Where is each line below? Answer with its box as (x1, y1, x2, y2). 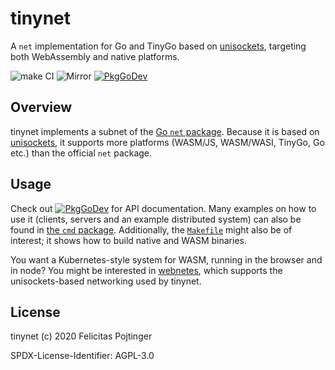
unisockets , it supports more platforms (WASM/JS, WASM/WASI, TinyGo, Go (10, 136, 325, 148)
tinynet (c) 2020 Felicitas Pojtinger (10, 330, 153, 342)
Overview (10, 99, 73, 116)
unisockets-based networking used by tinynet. (10, 275, 202, 287)
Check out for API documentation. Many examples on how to (10, 202, 317, 214)
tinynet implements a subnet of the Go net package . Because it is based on (10, 125, 320, 137)
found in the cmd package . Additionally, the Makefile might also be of (10, 223, 293, 236)
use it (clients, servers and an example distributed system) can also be (10, 213, 302, 225)
